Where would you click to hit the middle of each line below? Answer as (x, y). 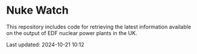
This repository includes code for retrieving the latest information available (99, 27)
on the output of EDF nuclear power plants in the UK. (72, 33)
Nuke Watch (38, 10)
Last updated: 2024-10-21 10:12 (45, 45)
